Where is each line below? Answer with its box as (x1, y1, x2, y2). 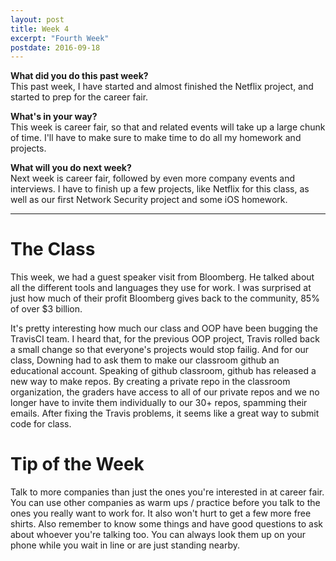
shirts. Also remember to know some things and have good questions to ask (10, 518, 324, 530)
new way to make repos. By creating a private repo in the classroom (10, 376, 291, 388)
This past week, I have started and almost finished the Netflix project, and (10, 81, 314, 93)
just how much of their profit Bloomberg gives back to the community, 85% (10, 292, 320, 305)
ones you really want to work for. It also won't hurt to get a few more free (10, 507, 312, 520)
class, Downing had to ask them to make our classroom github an (10, 354, 280, 366)
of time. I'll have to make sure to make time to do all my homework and (10, 132, 302, 144)
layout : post (10, 14, 65, 25)
